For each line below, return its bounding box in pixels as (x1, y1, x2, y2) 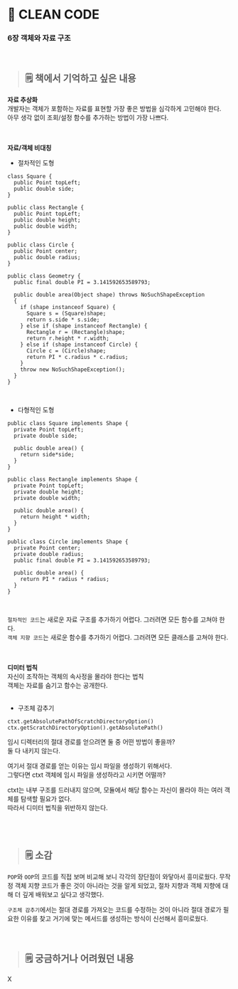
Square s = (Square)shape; (26, 310, 107, 318)
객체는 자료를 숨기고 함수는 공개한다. (7, 681, 108, 690)
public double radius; (13, 254, 81, 261)
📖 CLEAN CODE (7, 6, 99, 23)
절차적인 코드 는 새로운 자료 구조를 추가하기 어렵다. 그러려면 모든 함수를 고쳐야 (7, 615, 218, 624)
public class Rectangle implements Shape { (7, 476, 139, 483)
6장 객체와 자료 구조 (7, 33, 71, 43)
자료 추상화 (7, 95, 38, 104)
